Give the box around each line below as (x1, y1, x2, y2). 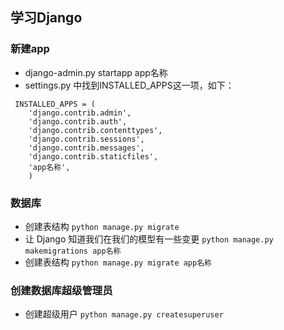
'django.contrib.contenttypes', (28, 125, 163, 135)
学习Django (10, 9, 83, 27)
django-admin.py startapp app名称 (24, 66, 168, 78)
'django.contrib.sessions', (28, 134, 145, 144)
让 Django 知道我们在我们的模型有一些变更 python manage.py (24, 233, 274, 245)
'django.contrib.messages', (28, 143, 145, 153)
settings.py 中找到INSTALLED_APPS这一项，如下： (24, 79, 235, 91)
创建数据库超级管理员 (10, 283, 113, 297)
